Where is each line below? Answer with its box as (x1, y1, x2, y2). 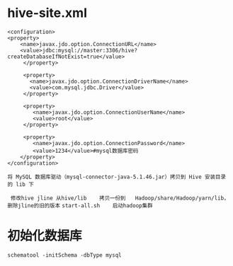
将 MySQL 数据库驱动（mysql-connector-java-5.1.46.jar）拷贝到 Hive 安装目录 (7, 173, 227, 180)
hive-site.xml (7, 5, 87, 21)
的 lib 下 (7, 180, 34, 188)
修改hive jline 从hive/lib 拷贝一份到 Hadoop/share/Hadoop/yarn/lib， (10, 195, 229, 202)
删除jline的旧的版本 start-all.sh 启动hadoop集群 (7, 202, 154, 209)
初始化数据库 (7, 228, 83, 244)
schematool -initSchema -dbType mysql (7, 251, 122, 259)
